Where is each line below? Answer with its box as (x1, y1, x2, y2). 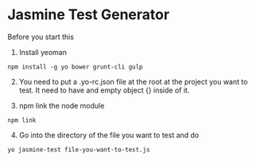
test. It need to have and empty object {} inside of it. (18, 85, 190, 95)
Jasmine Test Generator (7, 6, 170, 24)
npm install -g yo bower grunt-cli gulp (7, 62, 144, 71)
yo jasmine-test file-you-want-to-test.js (7, 145, 150, 153)
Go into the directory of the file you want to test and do (18, 130, 200, 140)
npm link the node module (18, 101, 105, 110)
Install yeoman (18, 47, 67, 57)
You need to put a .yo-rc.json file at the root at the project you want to (18, 77, 248, 86)
